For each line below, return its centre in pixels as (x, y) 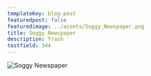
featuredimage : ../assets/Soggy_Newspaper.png (76, 26)
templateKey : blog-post (42, 13)
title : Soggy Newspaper (42, 33)
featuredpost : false (37, 20)
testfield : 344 (29, 46)
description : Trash (35, 39)
